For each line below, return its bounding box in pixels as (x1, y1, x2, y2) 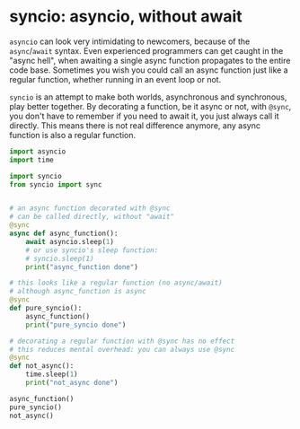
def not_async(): (9, 362, 75, 371)
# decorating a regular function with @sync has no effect (9, 337, 235, 346)
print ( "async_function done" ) (25, 262, 139, 271)
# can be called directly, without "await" (9, 213, 175, 222)
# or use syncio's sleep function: (25, 245, 159, 255)
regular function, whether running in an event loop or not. (9, 74, 222, 84)
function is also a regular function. (9, 129, 137, 140)
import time (9, 155, 54, 164)
